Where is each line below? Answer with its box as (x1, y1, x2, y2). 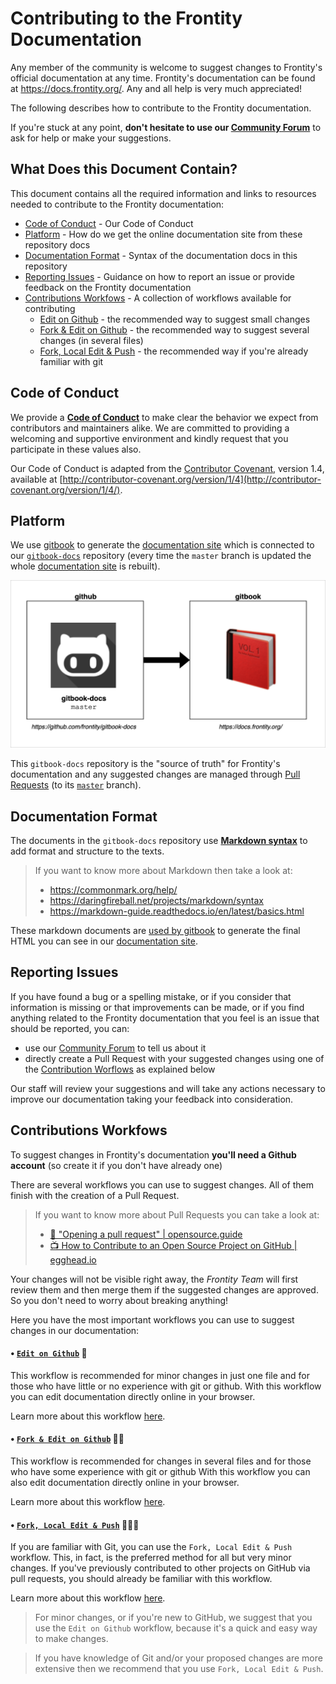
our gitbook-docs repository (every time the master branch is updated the (10, 550, 312, 562)
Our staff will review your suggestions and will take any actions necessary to (10, 1082, 326, 1094)
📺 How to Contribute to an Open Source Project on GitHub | (49, 1239, 298, 1251)
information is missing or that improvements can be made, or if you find (10, 1001, 305, 1013)
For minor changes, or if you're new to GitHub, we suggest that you (34, 1612, 313, 1624)
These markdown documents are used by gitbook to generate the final (10, 924, 301, 936)
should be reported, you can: (10, 1022, 130, 1034)
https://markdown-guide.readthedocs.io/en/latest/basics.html (49, 905, 305, 917)
